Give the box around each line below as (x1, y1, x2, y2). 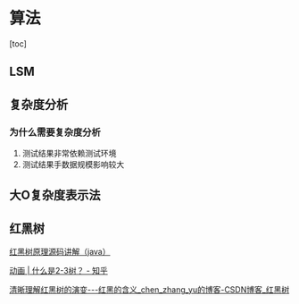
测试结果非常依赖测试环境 (21, 148, 117, 159)
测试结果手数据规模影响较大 (21, 159, 125, 170)
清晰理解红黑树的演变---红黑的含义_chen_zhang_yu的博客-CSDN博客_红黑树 (9, 284, 290, 295)
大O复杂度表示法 (9, 188, 101, 203)
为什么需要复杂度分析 (9, 126, 101, 139)
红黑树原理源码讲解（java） (9, 247, 111, 258)
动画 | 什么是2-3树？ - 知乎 (9, 266, 109, 276)
